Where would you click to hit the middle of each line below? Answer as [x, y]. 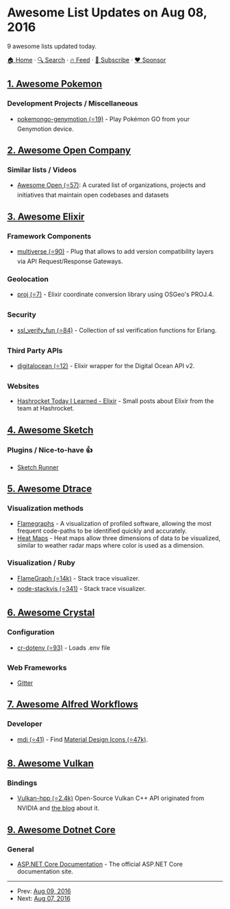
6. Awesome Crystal [51, 613]
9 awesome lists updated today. [52, 46]
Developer [25, 724]
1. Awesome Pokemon [55, 84]
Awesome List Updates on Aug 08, [107, 13]
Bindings [22, 783]
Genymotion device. [45, 129]
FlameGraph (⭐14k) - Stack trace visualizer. [78, 578]
